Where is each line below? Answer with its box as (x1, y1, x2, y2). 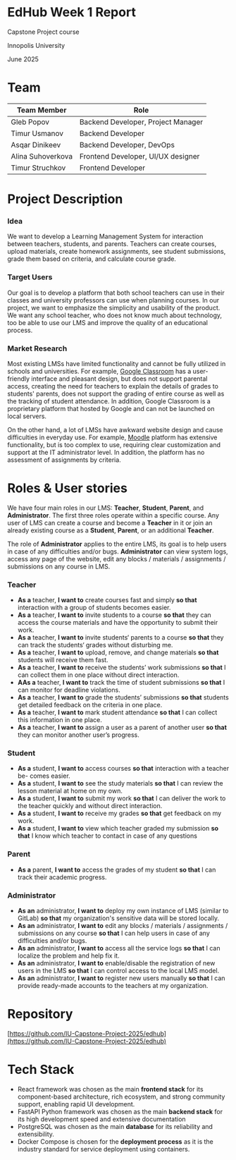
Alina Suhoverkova (11, 151, 73, 161)
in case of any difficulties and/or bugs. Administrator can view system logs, (7, 547, 228, 556)
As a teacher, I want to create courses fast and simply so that (17, 596, 197, 604)
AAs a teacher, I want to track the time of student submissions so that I (17, 678, 225, 687)
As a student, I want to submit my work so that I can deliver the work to (17, 794, 226, 802)
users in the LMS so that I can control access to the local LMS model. (17, 967, 220, 975)
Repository (7, 1006, 73, 1022)
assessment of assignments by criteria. (7, 456, 121, 464)
